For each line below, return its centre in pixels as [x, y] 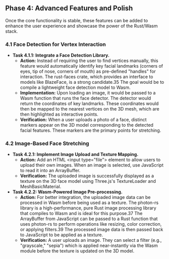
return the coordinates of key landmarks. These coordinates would [89, 103]
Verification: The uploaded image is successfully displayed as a [87, 176]
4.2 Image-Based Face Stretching [47, 143]
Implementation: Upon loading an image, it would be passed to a [88, 93]
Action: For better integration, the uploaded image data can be [85, 197]
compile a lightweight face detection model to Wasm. [75, 87]
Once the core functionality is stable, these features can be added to [77, 20]
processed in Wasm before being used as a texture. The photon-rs [89, 203]
